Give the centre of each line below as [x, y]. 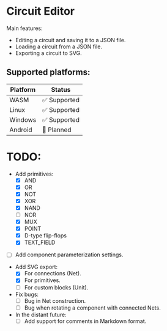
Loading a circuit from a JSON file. [59, 46]
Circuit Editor [41, 11]
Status [61, 89]
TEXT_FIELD [40, 242]
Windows [23, 119]
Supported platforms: [48, 73]
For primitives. [43, 280]
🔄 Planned [57, 130]
